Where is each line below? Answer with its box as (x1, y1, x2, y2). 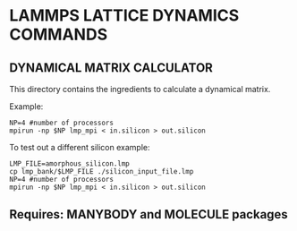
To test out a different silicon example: (9, 142, 150, 152)
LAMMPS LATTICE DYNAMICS (9, 5, 240, 26)
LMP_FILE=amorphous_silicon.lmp (9, 159, 130, 168)
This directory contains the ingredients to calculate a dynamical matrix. (9, 84, 271, 94)
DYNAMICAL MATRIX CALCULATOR (9, 60, 213, 75)
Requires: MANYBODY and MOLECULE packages (9, 207, 288, 222)
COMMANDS (9, 24, 108, 45)
